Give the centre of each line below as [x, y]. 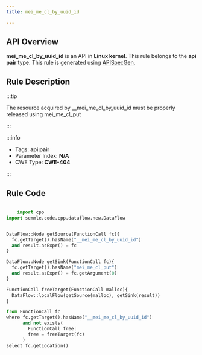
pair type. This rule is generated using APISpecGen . [71, 63]
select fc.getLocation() [37, 345]
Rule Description [38, 81]
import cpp [31, 212]
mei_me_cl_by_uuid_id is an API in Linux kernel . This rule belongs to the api [101, 56]
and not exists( [43, 323]
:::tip [12, 96]
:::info [13, 138]
